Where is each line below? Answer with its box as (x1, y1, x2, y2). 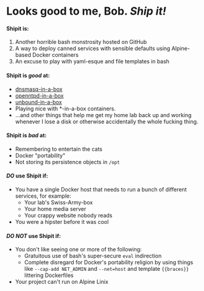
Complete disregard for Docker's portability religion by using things (24, 259, 194, 266)
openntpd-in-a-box (15, 92, 64, 99)
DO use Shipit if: (6, 172, 49, 179)
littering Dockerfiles (24, 271, 74, 279)
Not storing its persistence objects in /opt (15, 158, 120, 165)
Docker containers (32, 51, 79, 59)
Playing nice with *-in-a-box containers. (15, 105, 116, 112)
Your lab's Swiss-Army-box (24, 199, 93, 206)
